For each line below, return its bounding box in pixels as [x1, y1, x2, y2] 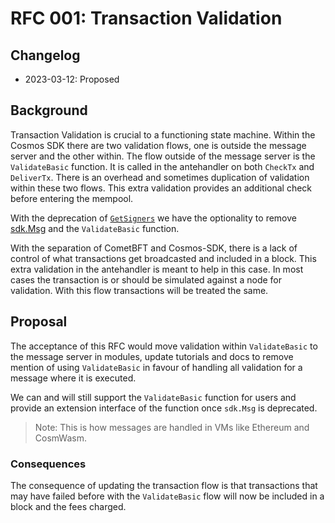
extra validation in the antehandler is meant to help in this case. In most [10, 263, 304, 275]
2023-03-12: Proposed [24, 73, 120, 85]
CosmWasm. [34, 432, 87, 444]
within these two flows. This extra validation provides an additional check [10, 182, 313, 194]
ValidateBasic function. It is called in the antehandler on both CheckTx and [10, 160, 315, 172]
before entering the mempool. [10, 192, 134, 204]
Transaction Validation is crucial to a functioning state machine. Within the [10, 128, 316, 141]
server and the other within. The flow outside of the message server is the [10, 150, 316, 162]
